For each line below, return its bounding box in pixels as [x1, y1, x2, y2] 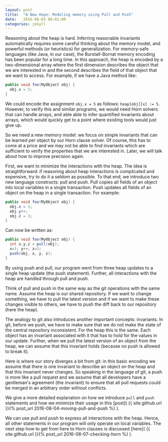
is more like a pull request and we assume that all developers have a [5, 374, 146, 380]
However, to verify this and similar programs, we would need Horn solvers [5, 106, 158, 112]
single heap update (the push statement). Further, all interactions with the [5, 270, 157, 276]
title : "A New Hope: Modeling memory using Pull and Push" [5, 12, 134, 17]
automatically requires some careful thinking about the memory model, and [5, 41, 160, 47]
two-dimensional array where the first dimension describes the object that [5, 62, 159, 68]
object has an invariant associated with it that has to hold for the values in [5, 332, 157, 338]
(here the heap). [5, 306, 39, 312]
